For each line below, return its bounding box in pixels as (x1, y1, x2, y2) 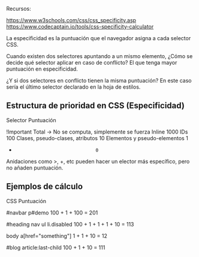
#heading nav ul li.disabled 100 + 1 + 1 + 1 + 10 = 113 (6, 220, 134, 228)
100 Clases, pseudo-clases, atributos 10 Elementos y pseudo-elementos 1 (6, 134, 189, 141)
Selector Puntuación (6, 116, 57, 123)
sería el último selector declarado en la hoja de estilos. (6, 83, 141, 90)
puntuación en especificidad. (6, 65, 78, 72)
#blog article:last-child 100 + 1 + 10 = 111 (6, 244, 105, 251)
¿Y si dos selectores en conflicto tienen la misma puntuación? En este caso (6, 77, 192, 84)
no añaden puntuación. (6, 164, 64, 171)
